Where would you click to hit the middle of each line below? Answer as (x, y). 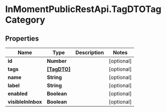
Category (25, 20)
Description (90, 52)
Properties (22, 38)
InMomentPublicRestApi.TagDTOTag (83, 9)
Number (57, 61)
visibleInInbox (25, 102)
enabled (18, 94)
